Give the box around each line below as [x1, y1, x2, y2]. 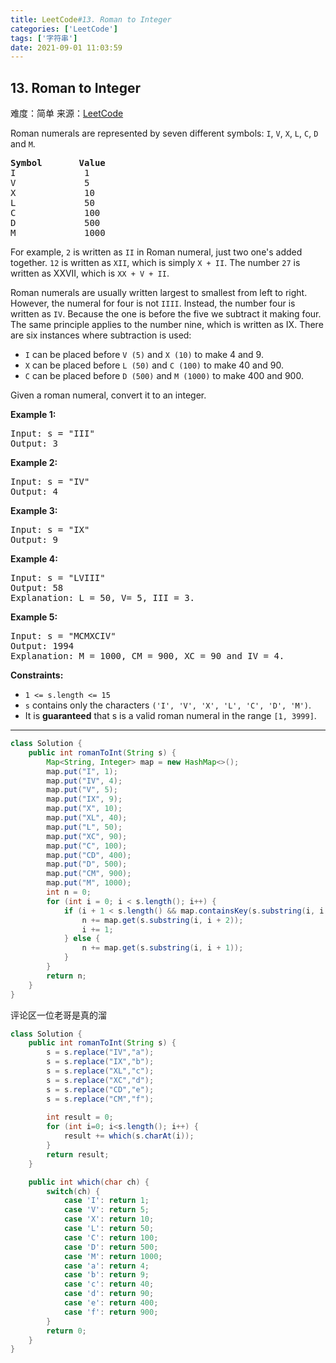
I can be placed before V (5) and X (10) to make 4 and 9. [24, 349, 264, 361]
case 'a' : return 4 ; [63, 1261, 150, 1271]
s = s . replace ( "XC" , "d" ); [46, 1075, 155, 1085]
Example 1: [10, 409, 57, 421]
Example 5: [10, 611, 58, 623]
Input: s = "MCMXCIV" [10, 631, 117, 642]
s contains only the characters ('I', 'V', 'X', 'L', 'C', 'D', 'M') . [24, 699, 312, 711]
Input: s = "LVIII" [10, 572, 106, 584]
